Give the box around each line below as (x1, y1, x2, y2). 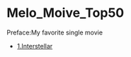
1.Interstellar (16, 42, 53, 50)
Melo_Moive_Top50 (6, 5, 125, 21)
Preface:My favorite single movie (6, 28, 103, 37)
